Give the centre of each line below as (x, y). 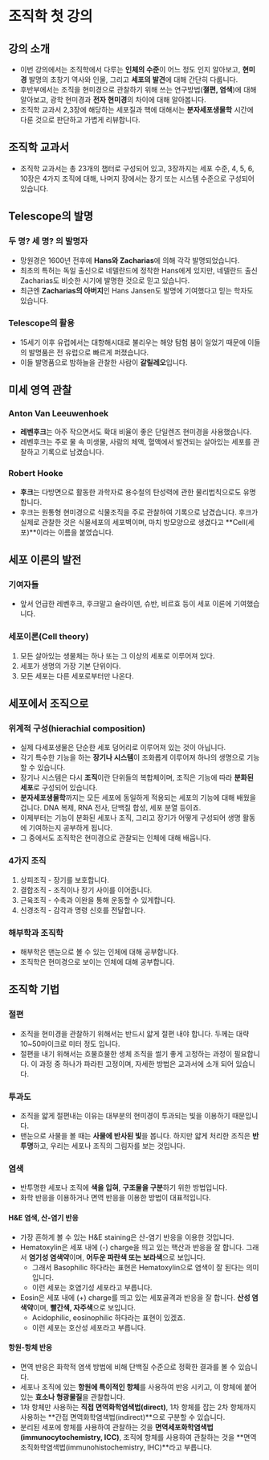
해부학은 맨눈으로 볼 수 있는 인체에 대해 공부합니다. (99, 952)
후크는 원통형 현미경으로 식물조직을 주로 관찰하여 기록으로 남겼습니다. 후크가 (139, 512)
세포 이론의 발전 (45, 560)
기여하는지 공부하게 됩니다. (71, 828)
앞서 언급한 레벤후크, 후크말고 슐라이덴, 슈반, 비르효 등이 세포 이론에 (126, 604)
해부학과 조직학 (36, 933)
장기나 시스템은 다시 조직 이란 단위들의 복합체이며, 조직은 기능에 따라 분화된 (137, 777)
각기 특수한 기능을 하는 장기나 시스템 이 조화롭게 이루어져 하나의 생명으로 (132, 757)
